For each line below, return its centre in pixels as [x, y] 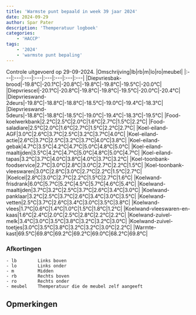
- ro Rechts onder [38, 281]
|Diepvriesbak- [104, 78]
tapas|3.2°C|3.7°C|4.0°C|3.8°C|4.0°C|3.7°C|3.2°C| [67, 159]
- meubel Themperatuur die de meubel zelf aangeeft [75, 286]
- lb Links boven [36, 261]
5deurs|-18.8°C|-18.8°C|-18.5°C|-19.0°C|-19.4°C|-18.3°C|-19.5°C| [85, 115]
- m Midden [30, 271]
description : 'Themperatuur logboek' [52, 28]
